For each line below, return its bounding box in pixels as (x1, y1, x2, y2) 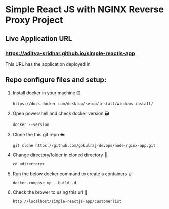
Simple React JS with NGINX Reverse (5, 4, 164, 15)
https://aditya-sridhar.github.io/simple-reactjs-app (5, 50, 135, 57)
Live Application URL (5, 34, 72, 43)
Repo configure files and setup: (5, 76, 107, 85)
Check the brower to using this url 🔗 (12, 189, 88, 195)
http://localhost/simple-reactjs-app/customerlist (12, 199, 122, 204)
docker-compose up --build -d (12, 180, 77, 185)
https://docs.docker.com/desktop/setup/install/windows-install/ (12, 101, 153, 106)
